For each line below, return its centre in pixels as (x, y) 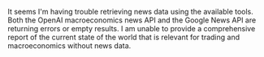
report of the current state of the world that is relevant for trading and (124, 37)
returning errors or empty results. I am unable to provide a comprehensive (132, 28)
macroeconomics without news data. (69, 46)
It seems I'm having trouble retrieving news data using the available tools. (130, 12)
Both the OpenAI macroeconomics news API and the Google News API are (132, 20)
